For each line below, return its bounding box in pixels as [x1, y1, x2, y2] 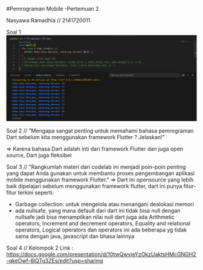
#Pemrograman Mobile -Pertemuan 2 [6, 5, 99, 12]
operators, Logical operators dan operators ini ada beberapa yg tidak [14, 226, 187, 234]
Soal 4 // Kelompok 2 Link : [6, 244, 74, 252]
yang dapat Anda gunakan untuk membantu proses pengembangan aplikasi [6, 170, 195, 177]
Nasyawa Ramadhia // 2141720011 [6, 17, 91, 24]
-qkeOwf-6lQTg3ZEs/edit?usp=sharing [6, 257, 103, 265]
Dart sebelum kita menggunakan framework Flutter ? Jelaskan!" [6, 134, 165, 141]
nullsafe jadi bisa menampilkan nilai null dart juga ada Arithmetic [14, 213, 175, 221]
